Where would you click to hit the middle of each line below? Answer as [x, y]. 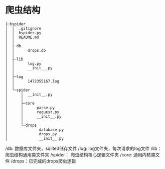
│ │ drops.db [26, 50]
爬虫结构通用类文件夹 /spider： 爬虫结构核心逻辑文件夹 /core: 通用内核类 [80, 154]
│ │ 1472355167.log [32, 81]
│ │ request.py [32, 112]
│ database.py [35, 130]
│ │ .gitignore [23, 28]
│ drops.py [31, 134]
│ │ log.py [23, 63]
